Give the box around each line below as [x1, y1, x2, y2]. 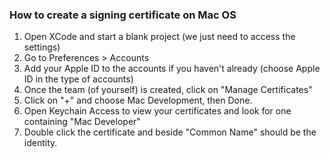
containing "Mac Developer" [23, 116, 141, 128]
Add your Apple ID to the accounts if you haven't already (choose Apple [23, 63, 321, 75]
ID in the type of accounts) [23, 73, 134, 85]
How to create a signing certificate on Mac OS [9, 8, 237, 22]
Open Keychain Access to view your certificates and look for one [23, 105, 292, 117]
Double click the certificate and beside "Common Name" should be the [23, 126, 317, 138]
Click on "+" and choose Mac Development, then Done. [23, 94, 253, 107]
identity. [23, 137, 58, 149]
